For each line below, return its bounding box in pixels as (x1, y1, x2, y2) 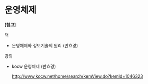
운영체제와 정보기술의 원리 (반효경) (11, 42, 78, 48)
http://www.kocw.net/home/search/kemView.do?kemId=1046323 (11, 73, 143, 79)
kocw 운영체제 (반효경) (11, 63, 56, 69)
